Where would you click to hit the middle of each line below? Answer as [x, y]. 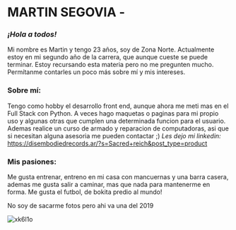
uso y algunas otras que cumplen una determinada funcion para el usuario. [117, 121]
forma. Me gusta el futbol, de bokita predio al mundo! [85, 192]
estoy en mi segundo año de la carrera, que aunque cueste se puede [108, 57]
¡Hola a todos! [32, 35]
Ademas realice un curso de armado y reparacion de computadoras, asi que [118, 128]
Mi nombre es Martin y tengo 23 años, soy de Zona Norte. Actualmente [111, 49]
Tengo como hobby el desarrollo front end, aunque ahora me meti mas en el [118, 106]
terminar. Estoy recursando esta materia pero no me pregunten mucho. [111, 65]
